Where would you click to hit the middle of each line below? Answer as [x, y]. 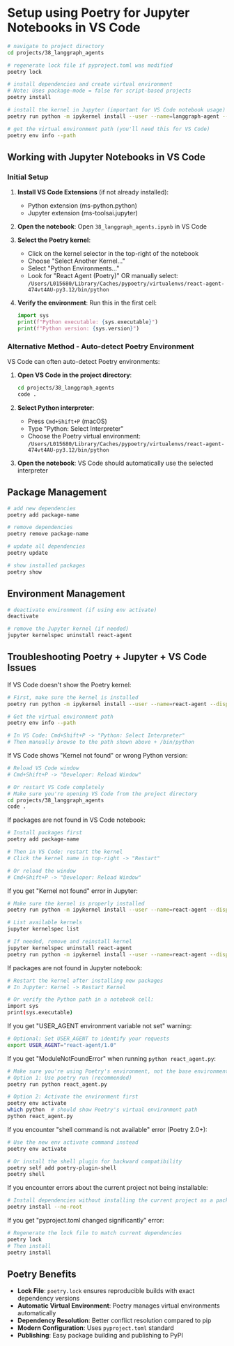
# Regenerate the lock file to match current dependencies [95, 1233]
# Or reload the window [42, 871]
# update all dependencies [46, 546]
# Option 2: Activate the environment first [73, 1097]
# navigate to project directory [56, 46]
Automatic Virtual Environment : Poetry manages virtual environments [119, 1306]
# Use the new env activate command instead [73, 1142]
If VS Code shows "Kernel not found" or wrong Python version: [97, 756]
